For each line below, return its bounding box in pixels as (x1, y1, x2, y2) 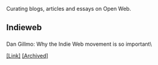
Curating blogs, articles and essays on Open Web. (6, 5, 131, 12)
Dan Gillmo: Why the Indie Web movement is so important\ (6, 40, 153, 48)
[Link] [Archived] (6, 52, 48, 60)
